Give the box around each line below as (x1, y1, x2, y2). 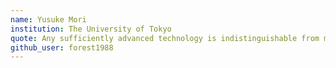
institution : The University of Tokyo (10, 24, 172, 34)
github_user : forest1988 (10, 42, 114, 53)
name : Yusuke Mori (10, 14, 87, 25)
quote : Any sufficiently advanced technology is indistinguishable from (10, 33, 320, 43)
